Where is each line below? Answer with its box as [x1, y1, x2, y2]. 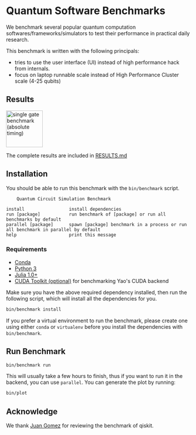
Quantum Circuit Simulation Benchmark [16, 195, 111, 202]
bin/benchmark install [6, 306, 61, 312]
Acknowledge [6, 406, 58, 416]
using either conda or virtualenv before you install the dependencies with [6, 323, 183, 330]
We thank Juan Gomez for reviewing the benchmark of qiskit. [6, 422, 154, 429]
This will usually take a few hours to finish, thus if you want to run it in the [6, 373, 183, 380]
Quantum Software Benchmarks [6, 4, 166, 18]
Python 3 [14, 265, 37, 272]
